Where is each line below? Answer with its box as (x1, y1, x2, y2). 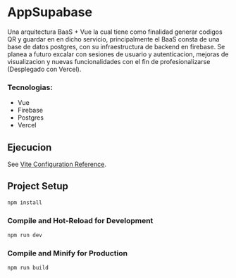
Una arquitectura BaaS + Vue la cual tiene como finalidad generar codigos (7, 27, 223, 36)
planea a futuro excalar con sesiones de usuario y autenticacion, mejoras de (7, 50, 229, 58)
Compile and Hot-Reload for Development (7, 215, 154, 225)
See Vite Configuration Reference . (7, 160, 107, 169)
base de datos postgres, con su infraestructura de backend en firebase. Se (7, 42, 225, 51)
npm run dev (7, 232, 42, 239)
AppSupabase (7, 4, 93, 20)
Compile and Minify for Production (7, 248, 128, 258)
